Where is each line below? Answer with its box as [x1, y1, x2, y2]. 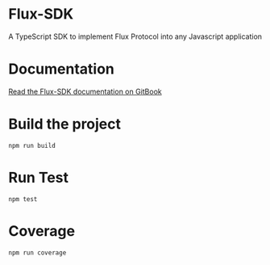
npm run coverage [8, 248, 67, 257]
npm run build [8, 141, 56, 149]
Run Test [8, 169, 69, 187]
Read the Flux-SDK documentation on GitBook [8, 86, 163, 96]
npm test [8, 195, 38, 203]
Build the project [8, 115, 122, 133]
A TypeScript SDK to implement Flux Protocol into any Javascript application [8, 32, 263, 41]
